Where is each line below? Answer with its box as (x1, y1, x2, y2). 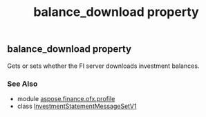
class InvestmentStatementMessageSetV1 (17, 102, 137, 110)
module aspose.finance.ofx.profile (17, 94, 115, 102)
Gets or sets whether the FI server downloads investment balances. (7, 62, 200, 70)
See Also (7, 79, 38, 89)
